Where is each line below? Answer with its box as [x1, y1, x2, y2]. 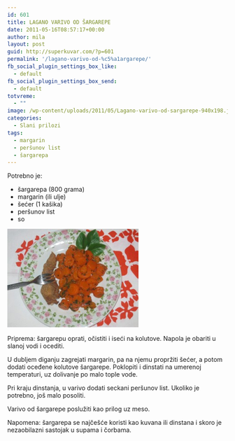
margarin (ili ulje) [17, 192, 66, 201]
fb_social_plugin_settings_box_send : [7, 78, 117, 85]
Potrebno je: [7, 171, 43, 180]
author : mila [7, 34, 45, 41]
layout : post [7, 41, 45, 48]
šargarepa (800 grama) [17, 185, 85, 194]
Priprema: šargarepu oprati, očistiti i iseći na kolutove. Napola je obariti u [7, 335, 216, 343]
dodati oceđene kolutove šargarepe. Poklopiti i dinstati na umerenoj [7, 363, 201, 371]
